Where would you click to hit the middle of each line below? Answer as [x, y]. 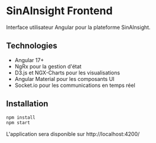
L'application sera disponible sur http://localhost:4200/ [73, 134]
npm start [18, 123]
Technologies [32, 46]
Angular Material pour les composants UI [64, 79]
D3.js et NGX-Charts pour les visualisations [67, 73]
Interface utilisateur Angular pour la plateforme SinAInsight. [78, 27]
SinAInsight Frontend [59, 11]
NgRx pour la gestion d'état [48, 66]
